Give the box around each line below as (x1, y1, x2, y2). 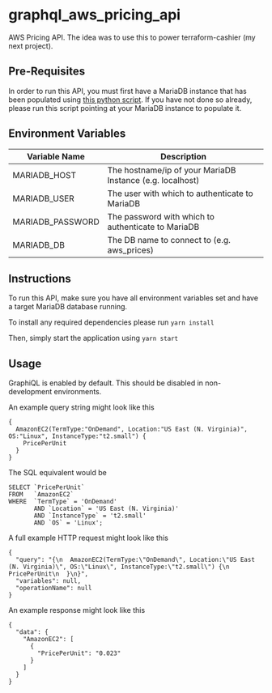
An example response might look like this (8, 606, 146, 615)
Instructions (8, 271, 71, 285)
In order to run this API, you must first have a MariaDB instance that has (8, 86, 247, 96)
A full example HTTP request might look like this (8, 533, 168, 543)
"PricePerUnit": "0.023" (37, 649, 121, 657)
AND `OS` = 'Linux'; (33, 519, 104, 527)
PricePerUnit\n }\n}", (8, 570, 89, 578)
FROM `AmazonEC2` (8, 491, 74, 499)
